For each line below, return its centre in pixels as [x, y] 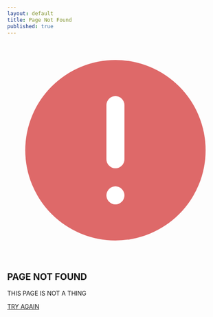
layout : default [30, 13]
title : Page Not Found [40, 20]
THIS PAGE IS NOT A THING [47, 294]
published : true [30, 26]
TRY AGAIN [23, 307]
